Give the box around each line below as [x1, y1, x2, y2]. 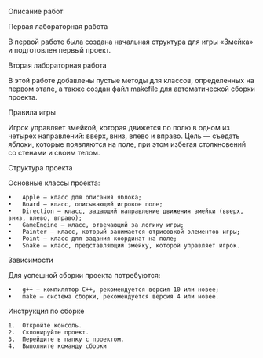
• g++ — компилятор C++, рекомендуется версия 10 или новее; [8, 286, 220, 294]
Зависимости [8, 255, 53, 265]
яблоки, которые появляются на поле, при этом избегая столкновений [8, 140, 246, 148]
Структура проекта [8, 163, 73, 172]
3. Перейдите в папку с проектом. [8, 335, 125, 343]
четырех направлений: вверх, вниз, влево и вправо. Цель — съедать [8, 131, 240, 141]
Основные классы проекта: [8, 178, 100, 188]
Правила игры [8, 108, 57, 117]
